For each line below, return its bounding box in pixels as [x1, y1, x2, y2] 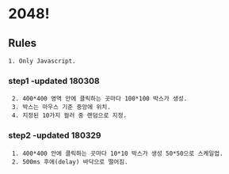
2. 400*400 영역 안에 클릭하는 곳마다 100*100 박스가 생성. [11, 95, 188, 103]
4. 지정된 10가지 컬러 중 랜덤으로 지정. [11, 112, 128, 119]
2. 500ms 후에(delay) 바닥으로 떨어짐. [11, 157, 128, 166]
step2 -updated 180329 [8, 130, 101, 141]
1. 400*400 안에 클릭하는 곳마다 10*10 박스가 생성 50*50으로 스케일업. [11, 149, 223, 157]
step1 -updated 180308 [8, 75, 101, 86]
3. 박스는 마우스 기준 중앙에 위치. [11, 104, 111, 112]
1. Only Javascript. [8, 57, 77, 65]
